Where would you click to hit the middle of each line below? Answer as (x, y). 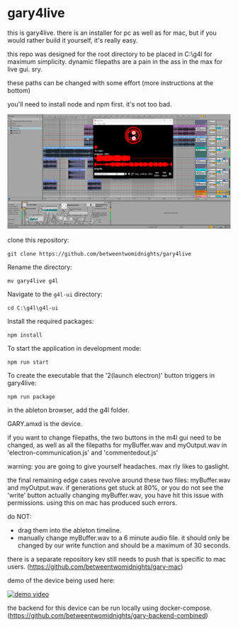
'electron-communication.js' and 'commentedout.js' (83, 453)
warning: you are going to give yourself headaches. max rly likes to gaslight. (119, 467)
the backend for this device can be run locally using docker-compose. (110, 608)
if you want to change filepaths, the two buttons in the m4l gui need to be (114, 437)
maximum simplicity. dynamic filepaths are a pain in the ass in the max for (115, 61)
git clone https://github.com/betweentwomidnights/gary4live (100, 254)
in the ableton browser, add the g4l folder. (68, 410)
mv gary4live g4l (33, 281)
